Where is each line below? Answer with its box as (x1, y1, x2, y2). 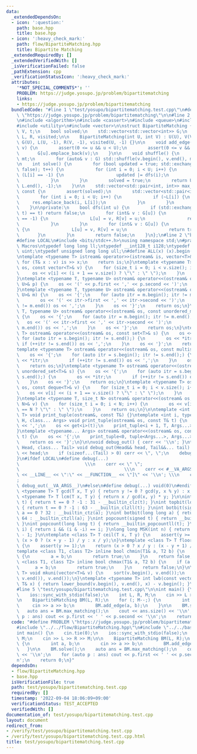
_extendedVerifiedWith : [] (11, 57, 77, 63)
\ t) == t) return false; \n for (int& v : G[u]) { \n (16, 210, 167, 216)
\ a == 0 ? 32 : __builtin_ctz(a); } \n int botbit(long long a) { (16, 510, 180, 516)
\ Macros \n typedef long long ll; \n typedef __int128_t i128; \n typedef (16, 243, 191, 249)
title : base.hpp (16, 30, 57, 36)
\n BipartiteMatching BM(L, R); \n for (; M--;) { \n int (16, 597, 191, 603)
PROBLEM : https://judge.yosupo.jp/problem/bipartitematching (16, 90, 169, 96)
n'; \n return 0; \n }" (16, 657, 75, 663)
